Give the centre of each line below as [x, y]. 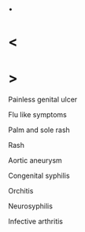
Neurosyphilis [31, 206]
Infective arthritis [35, 222]
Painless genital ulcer [43, 100]
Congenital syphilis [39, 176]
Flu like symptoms [37, 115]
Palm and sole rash [39, 130]
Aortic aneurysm [35, 160]
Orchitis [21, 191]
